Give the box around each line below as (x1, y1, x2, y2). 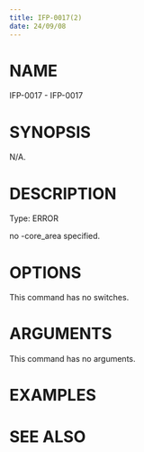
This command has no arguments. (9, 354, 136, 364)
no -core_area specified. (9, 231, 101, 242)
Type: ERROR (9, 213, 58, 224)
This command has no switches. (9, 292, 130, 303)
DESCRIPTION (9, 183, 117, 204)
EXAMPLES (9, 385, 96, 406)
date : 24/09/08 (9, 22, 67, 31)
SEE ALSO (9, 426, 86, 447)
